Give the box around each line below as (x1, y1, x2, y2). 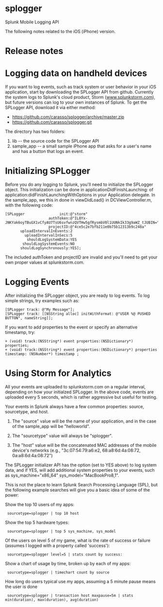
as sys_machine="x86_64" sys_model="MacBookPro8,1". (5, 472, 119, 478)
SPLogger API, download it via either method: (5, 105, 96, 110)
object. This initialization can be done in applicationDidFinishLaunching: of (5, 187, 154, 192)
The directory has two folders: (5, 129, 65, 134)
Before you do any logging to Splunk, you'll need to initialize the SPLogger (5, 182, 153, 187)
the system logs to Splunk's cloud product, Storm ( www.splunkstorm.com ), (5, 94, 155, 100)
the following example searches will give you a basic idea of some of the (5, 487, 150, 493)
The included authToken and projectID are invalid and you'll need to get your (5, 254, 158, 260)
